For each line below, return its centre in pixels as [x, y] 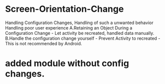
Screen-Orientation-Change [64, 9]
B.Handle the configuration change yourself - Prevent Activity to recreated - [83, 38]
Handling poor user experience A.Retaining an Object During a [69, 28]
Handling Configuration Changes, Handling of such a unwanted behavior [79, 23]
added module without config [67, 64]
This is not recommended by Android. [44, 43]
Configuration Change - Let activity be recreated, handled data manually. [80, 33]
